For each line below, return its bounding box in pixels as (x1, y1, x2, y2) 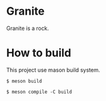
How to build (6, 46, 71, 60)
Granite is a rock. (6, 24, 49, 32)
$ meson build (6, 78, 43, 84)
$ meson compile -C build (6, 89, 72, 95)
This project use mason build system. (6, 66, 101, 73)
